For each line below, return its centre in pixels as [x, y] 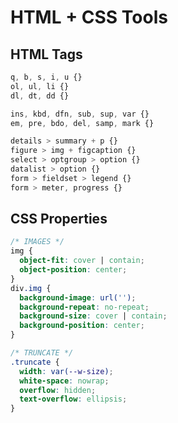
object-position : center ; [73, 270]
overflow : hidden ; [58, 390]
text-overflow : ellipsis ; [73, 399]
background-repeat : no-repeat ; [84, 307]
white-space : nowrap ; [64, 381]
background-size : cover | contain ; [93, 316]
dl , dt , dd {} [40, 96]
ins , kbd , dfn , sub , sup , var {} [80, 114]
